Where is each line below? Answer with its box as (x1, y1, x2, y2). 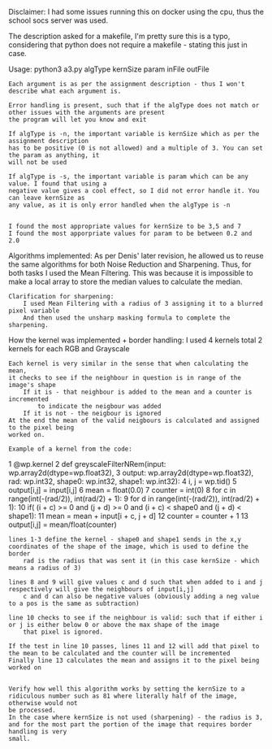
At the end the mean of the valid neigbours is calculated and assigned (8, 416, 260, 425)
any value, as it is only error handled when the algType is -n (8, 201, 231, 209)
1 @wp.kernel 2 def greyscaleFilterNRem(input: (8, 459, 166, 468)
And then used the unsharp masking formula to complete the (23, 314, 231, 322)
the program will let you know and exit (8, 115, 148, 124)
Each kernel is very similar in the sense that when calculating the (8, 359, 249, 368)
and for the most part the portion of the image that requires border (8, 721, 253, 729)
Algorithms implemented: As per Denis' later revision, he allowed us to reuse (8, 251, 264, 260)
